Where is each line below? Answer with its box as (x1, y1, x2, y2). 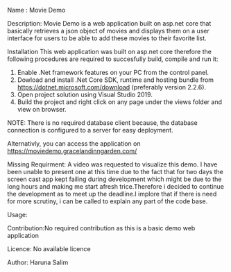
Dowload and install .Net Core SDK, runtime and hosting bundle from (17, 76, 214, 84)
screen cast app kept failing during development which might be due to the (7, 175, 222, 183)
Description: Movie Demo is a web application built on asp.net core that (7, 19, 212, 27)
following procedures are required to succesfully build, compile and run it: (7, 55, 219, 63)
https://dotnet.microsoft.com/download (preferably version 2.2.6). (17, 83, 207, 91)
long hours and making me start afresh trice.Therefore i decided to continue (7, 182, 224, 190)
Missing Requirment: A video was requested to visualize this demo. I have (7, 160, 218, 169)
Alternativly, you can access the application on (7, 139, 141, 148)
